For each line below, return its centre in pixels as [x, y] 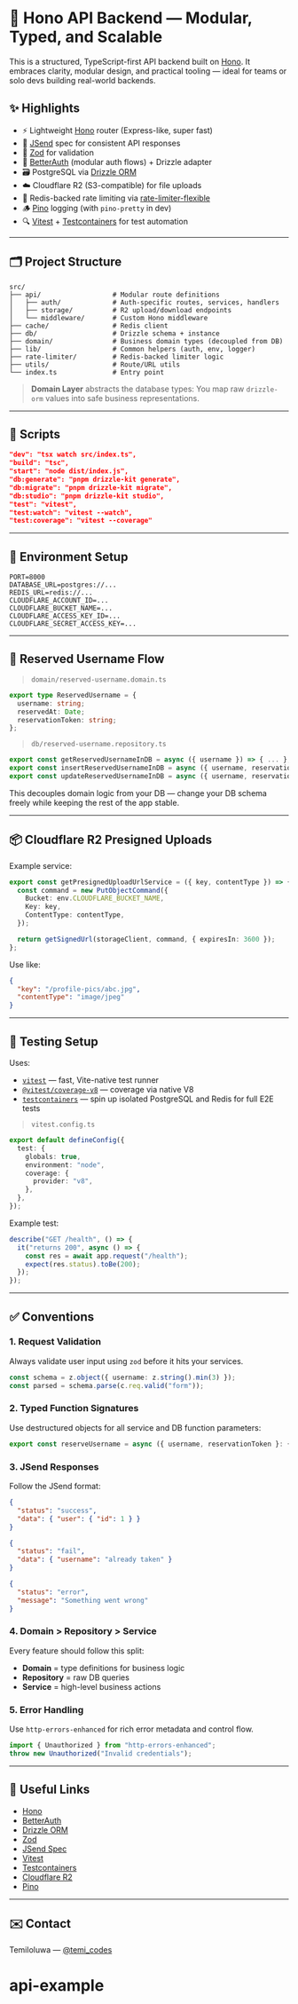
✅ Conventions [52, 1317]
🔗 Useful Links [50, 1790]
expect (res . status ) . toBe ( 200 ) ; [83, 1264]
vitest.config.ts [63, 1124]
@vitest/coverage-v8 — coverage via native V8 [108, 1089]
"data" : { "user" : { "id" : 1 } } [79, 1519]
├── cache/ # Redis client [89, 326]
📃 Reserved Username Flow [87, 659]
